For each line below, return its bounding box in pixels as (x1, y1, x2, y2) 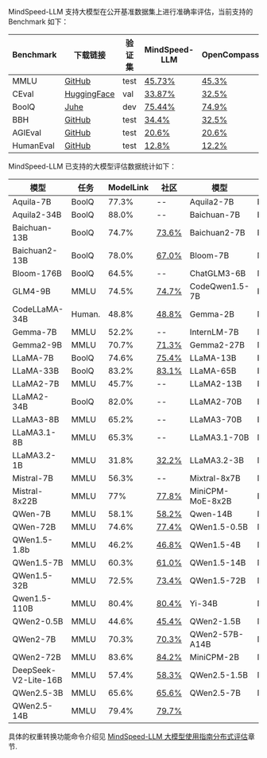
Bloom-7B (189, 250, 230, 261)
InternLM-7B (189, 327, 239, 337)
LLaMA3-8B (12, 414, 60, 425)
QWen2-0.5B (12, 616, 64, 627)
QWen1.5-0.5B (189, 522, 249, 532)
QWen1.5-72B (189, 575, 246, 586)
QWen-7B (12, 508, 52, 519)
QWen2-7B (12, 634, 56, 644)
